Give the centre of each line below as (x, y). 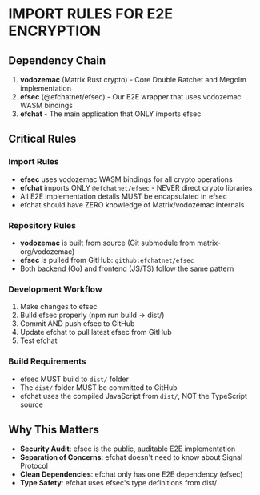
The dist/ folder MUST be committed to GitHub (98, 387)
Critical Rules (42, 139)
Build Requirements (47, 361)
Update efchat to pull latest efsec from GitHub (96, 332)
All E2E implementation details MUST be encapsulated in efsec (124, 196)
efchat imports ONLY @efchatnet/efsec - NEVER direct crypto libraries (136, 187)
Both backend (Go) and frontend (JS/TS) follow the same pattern (127, 268)
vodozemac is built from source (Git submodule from (108, 243)
